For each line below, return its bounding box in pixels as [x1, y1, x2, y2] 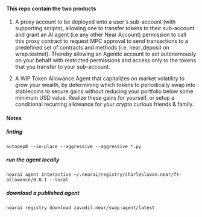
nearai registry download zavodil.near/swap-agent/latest [6, 204, 155, 211]
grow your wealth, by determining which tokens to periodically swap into [14, 82, 196, 89]
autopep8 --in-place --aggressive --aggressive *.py [6, 143, 142, 149]
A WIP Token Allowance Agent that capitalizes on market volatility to [14, 75, 185, 82]
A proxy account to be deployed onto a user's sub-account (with [14, 18, 176, 25]
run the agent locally [6, 156, 60, 163]
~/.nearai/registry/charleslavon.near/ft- [73, 171, 182, 178]
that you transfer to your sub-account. [14, 63, 110, 71]
